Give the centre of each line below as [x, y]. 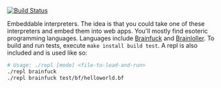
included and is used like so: [47, 53]
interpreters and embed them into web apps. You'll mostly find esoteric [107, 31]
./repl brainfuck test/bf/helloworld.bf [66, 78]
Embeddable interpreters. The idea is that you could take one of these [106, 24]
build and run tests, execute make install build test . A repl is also [102, 45]
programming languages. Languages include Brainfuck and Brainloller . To [111, 38]
